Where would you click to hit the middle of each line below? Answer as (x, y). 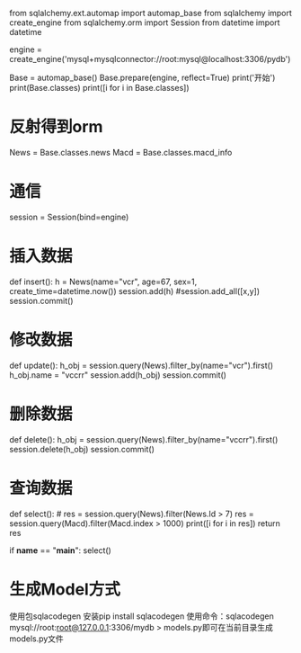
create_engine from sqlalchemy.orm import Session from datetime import (145, 22)
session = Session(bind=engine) (69, 217)
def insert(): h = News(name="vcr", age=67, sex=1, (103, 282)
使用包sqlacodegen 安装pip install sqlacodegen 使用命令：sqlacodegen (142, 616)
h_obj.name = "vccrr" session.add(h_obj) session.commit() (118, 375)
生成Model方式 (65, 589)
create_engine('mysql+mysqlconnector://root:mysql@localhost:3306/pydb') (150, 59)
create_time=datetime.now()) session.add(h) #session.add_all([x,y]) (135, 291)
